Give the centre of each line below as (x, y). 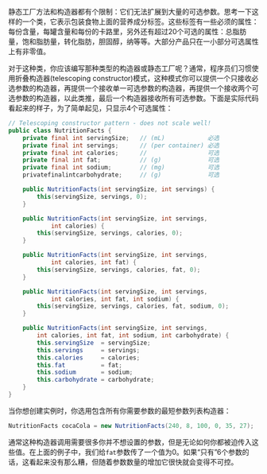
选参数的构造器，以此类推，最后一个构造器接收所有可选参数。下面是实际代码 (133, 98)
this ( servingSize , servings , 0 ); (92, 196)
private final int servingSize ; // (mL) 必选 (121, 138)
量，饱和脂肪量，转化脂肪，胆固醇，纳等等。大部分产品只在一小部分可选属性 (133, 41)
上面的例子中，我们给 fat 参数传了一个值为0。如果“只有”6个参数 (139, 452)
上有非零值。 (29, 51)
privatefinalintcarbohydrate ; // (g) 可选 (121, 175)
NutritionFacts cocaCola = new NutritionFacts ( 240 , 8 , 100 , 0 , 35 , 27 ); (131, 425)
